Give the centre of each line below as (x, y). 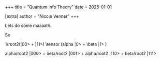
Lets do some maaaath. (28, 25)
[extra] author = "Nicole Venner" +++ (42, 16)
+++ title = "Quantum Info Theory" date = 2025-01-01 (59, 7)
